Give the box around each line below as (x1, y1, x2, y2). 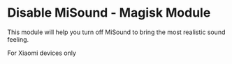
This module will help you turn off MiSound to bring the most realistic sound (7, 28, 226, 36)
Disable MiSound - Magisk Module (7, 5, 211, 21)
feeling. (7, 35, 29, 43)
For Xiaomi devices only (7, 49, 77, 57)
